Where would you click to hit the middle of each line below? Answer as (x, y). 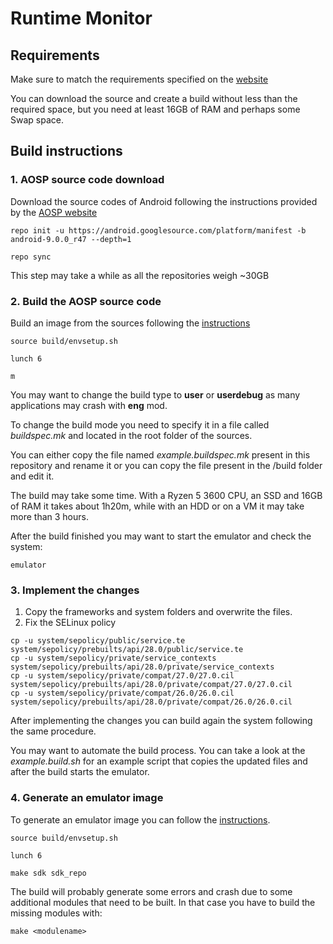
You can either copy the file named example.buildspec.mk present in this (160, 454)
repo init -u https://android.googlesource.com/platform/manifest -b (158, 230)
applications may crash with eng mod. (89, 405)
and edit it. (32, 476)
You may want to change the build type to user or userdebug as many (155, 394)
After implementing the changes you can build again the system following (161, 721)
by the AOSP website (54, 212)
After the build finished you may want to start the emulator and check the (161, 536)
